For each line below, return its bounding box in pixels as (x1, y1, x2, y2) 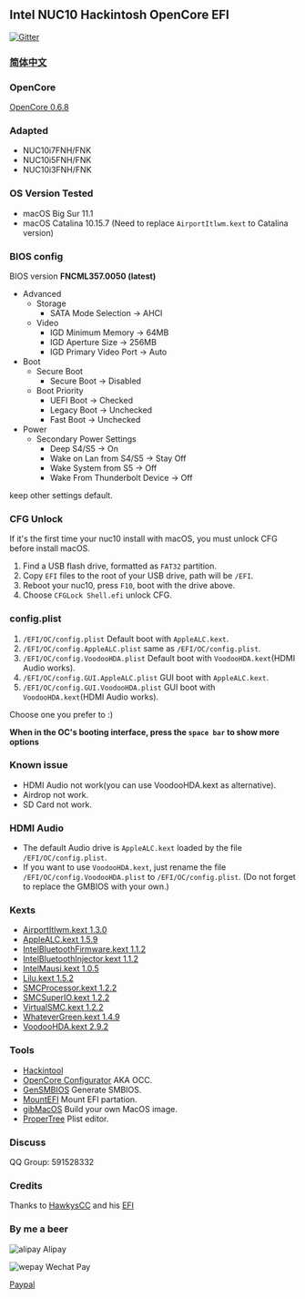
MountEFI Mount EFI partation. (22, 1093, 138, 1105)
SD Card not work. (22, 799, 93, 810)
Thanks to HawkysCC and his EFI (9, 1200, 135, 1211)
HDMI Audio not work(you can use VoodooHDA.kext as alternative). (22, 779, 277, 791)
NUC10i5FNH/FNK (22, 155, 92, 166)
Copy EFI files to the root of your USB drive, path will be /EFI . (22, 570, 254, 581)
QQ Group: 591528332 (9, 1157, 95, 1167)
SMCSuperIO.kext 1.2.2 (22, 992, 110, 1003)
